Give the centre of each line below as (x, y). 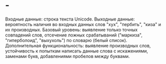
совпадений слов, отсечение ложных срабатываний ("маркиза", (74, 35)
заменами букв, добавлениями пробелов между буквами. (68, 56)
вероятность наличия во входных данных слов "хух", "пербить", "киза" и (83, 24)
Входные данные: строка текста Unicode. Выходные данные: (70, 19)
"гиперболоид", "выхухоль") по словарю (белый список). (66, 40)
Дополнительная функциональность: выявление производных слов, (78, 45)
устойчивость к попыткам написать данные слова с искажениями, (77, 51)
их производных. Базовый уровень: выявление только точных (72, 29)
